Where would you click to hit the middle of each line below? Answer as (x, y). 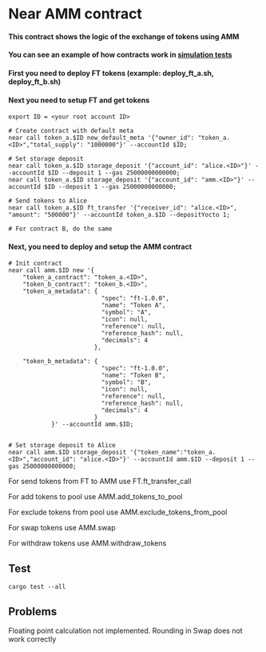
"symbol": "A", (126, 313)
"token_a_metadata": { (60, 292)
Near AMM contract (75, 14)
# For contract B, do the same (60, 229)
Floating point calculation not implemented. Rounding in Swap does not (125, 630)
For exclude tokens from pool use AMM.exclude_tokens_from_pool (118, 512)
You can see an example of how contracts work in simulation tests (120, 55)
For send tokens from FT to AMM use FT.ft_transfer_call (100, 482)
